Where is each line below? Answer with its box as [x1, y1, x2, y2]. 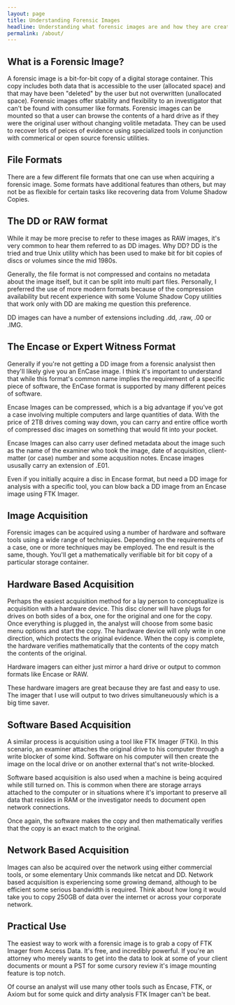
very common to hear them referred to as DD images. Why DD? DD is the [7, 241, 218, 249]
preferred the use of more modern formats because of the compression [7, 284, 214, 293]
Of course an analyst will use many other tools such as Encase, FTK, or [7, 982, 213, 991]
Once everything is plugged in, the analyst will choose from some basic [7, 619, 213, 628]
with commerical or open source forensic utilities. [7, 134, 150, 142]
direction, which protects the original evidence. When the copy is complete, [7, 635, 225, 643]
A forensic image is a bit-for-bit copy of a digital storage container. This [7, 74, 213, 83]
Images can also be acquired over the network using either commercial [7, 863, 212, 871]
